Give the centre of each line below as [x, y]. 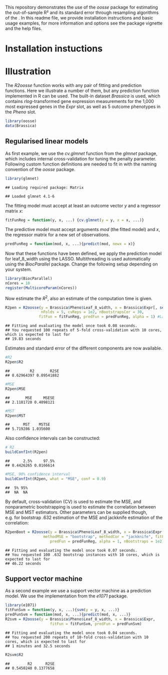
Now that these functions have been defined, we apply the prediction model [83, 253]
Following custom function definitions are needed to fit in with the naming [81, 164]
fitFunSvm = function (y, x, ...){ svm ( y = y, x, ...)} [62, 610]
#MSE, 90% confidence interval [38, 474]
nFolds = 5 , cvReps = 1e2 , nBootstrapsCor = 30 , [92, 312]
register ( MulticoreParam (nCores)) [41, 288]
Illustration [28, 71]
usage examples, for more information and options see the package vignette [84, 23]
